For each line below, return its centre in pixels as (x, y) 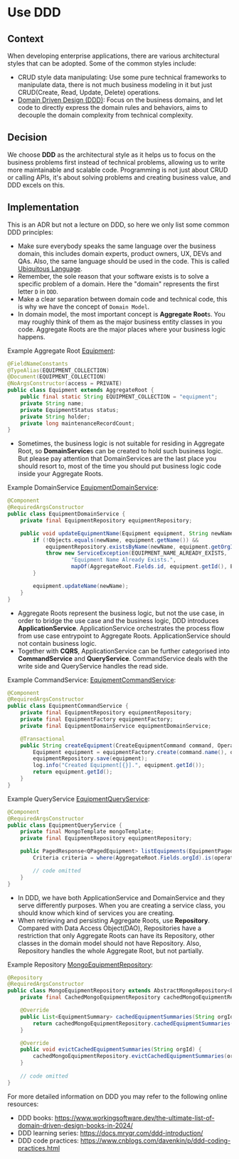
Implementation (43, 207)
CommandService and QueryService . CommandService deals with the (123, 658)
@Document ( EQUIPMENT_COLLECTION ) (57, 377)
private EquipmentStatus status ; (70, 410)
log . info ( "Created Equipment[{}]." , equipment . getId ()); (119, 766)
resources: (23, 1104)
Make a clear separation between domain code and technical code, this (122, 299)
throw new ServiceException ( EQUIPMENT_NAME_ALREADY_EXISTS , (136, 553)
